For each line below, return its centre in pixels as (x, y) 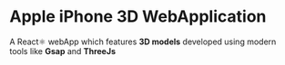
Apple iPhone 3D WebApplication (138, 17)
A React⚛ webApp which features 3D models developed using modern (143, 42)
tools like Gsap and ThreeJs (63, 51)
